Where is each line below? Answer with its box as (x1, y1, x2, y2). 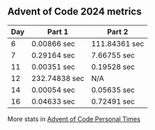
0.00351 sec (31, 62, 75, 72)
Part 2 (107, 26, 129, 36)
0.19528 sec (91, 62, 135, 72)
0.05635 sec (91, 85, 135, 94)
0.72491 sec (91, 96, 135, 106)
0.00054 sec (31, 85, 75, 94)
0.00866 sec (31, 38, 75, 48)
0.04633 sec (31, 96, 75, 106)
